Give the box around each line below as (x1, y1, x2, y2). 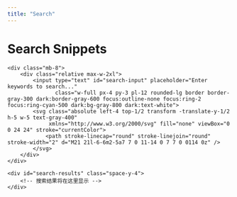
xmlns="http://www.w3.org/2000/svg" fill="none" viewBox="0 (48, 120, 231, 128)
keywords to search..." (7, 83, 78, 90)
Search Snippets (7, 40, 107, 57)
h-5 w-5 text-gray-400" (7, 114, 78, 121)
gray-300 (7, 95, 33, 103)
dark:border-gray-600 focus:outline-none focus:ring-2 (35, 95, 202, 103)
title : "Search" (7, 10, 55, 18)
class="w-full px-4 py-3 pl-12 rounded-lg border (55, 89, 204, 96)
